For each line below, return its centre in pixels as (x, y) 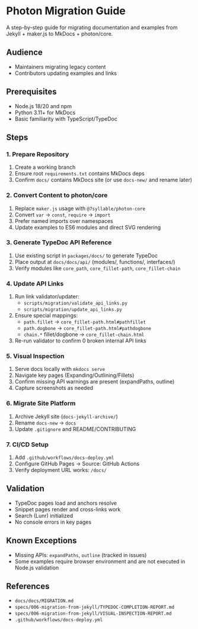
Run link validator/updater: (47, 297)
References (28, 586)
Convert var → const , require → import (63, 215)
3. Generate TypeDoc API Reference (59, 243)
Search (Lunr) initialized (44, 515)
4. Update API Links (35, 284)
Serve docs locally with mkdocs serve (60, 369)
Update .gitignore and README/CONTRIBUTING (75, 429)
